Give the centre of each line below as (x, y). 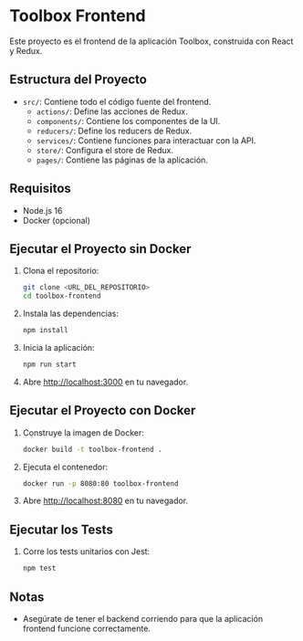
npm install (45, 331)
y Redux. (26, 50)
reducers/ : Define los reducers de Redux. (114, 131)
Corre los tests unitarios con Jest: (86, 552)
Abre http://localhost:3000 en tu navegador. (105, 382)
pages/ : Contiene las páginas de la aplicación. (122, 160)
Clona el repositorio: (61, 271)
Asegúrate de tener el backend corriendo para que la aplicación (142, 618)
